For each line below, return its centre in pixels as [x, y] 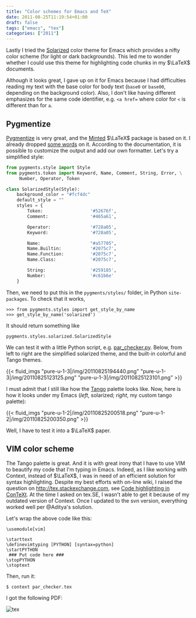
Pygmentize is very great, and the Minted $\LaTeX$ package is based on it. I [98, 138]
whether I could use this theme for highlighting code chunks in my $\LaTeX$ [98, 63]
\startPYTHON [22, 550]
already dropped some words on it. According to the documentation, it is [94, 144]
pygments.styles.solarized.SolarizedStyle [59, 336]
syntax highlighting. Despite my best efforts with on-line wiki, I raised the [94, 482]
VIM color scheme [40, 449]
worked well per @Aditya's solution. [50, 507]
